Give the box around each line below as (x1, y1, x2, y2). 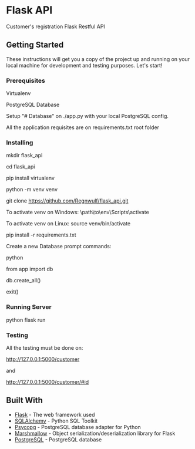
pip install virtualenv (6, 174, 55, 182)
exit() (6, 288, 19, 295)
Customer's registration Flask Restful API (6, 23, 106, 30)
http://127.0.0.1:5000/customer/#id (6, 378, 89, 385)
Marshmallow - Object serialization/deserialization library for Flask (14, 430, 176, 437)
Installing (6, 139, 33, 147)
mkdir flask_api (6, 152, 43, 159)
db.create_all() (6, 277, 41, 284)
